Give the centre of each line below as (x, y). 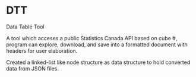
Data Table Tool (25, 27)
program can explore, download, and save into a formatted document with (97, 44)
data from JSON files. (33, 68)
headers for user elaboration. (42, 50)
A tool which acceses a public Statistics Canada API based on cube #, (92, 38)
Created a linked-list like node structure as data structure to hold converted (98, 62)
